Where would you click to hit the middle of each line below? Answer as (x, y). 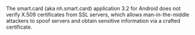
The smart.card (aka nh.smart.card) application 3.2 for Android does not (93, 8)
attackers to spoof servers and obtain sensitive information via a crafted (93, 21)
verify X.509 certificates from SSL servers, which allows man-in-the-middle (98, 15)
